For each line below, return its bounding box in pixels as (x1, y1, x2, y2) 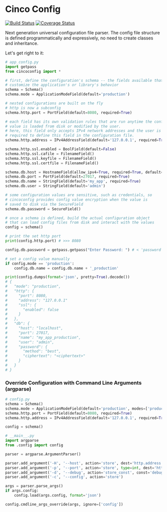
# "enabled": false (5, 307, 59, 312)
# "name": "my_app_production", (5, 335, 81, 340)
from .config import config (5, 443, 64, 448)
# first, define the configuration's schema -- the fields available (5, 78, 153, 83)
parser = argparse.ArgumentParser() (5, 452, 81, 457)
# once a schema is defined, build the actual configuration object (5, 216, 150, 221)
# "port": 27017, (5, 330, 50, 335)
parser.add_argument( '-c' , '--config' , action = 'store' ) (5, 475, 123, 480)
